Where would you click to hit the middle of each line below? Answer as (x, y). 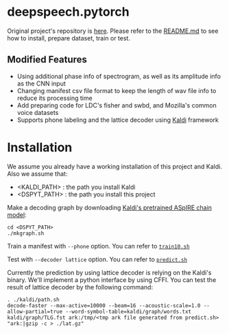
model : (17, 215)
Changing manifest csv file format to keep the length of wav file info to (117, 90)
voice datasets (38, 112)
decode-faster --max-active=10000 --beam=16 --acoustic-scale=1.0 (104, 305)
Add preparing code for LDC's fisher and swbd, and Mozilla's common (117, 105)
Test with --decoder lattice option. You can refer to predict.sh (97, 259)
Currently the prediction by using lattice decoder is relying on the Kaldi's (109, 272)
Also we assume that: (37, 174)
